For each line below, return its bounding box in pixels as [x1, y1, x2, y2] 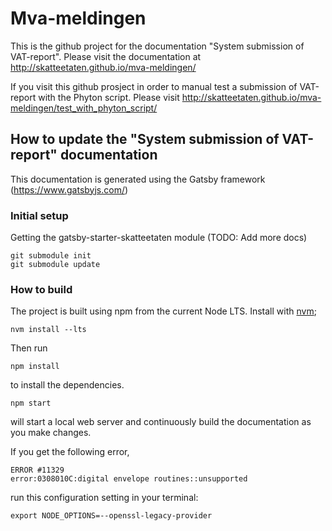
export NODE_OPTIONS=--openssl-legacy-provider [10, 511, 213, 521]
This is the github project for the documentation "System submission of [10, 40, 305, 52]
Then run [10, 342, 48, 354]
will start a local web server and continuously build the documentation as [10, 416, 312, 428]
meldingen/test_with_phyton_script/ [10, 102, 158, 114]
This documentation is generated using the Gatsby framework [10, 173, 266, 185]
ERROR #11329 [10, 465, 65, 476]
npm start [10, 398, 52, 409]
